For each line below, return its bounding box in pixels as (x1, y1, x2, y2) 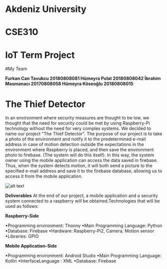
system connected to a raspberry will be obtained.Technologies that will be (5, 198, 160, 204)
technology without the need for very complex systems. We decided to (5, 125, 151, 131)
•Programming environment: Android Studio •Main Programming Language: (5, 252, 161, 258)
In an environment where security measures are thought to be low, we (5, 115, 149, 121)
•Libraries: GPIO (5, 233, 39, 239)
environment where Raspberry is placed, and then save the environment (5, 146, 154, 153)
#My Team (5, 66, 27, 72)
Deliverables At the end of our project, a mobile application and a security (5, 192, 158, 198)
